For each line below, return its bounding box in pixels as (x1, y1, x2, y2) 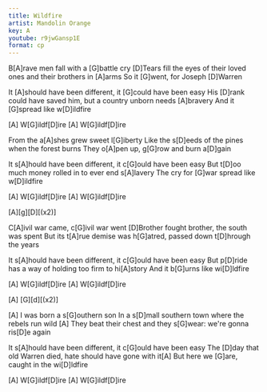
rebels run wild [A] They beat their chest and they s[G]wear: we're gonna (8, 319, 249, 329)
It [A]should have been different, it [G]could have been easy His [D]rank (8, 87, 245, 97)
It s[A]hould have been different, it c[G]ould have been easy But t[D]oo (8, 159, 241, 169)
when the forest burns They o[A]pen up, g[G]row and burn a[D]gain (8, 144, 232, 154)
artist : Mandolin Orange (8, 19, 91, 27)
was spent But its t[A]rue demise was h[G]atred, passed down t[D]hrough (8, 231, 251, 241)
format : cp (8, 42, 45, 50)
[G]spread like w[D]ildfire (8, 105, 92, 114)
